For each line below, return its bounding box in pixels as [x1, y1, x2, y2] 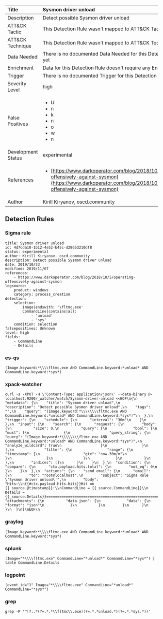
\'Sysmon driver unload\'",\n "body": [5, 477, 98, 482]
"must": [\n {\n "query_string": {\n [5, 430, 151, 435]
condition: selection [14, 322, 57, 327]
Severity [7, 80, 27, 87]
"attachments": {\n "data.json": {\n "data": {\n [5, 499, 151, 503]
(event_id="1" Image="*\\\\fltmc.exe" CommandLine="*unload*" [5, 582, 133, 588]
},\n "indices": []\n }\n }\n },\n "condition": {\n [5, 460, 151, 465]
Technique [7, 42, 32, 49]
